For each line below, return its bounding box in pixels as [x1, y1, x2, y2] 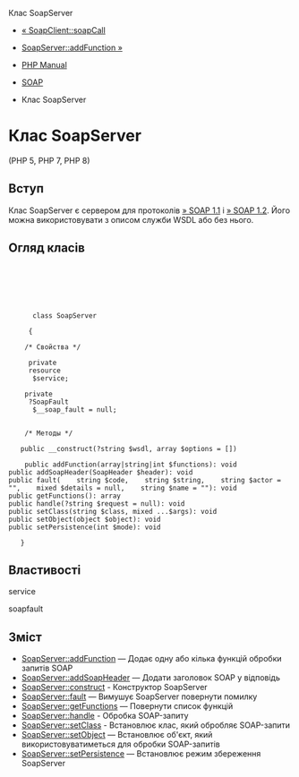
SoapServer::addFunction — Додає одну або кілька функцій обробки [21, 653, 283, 664]
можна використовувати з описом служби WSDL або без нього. [8, 214, 254, 225]
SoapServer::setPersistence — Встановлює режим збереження [21, 748, 261, 759]
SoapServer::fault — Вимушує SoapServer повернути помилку [21, 691, 258, 702]
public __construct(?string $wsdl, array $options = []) [20, 444, 238, 453]
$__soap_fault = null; [31, 405, 117, 414]
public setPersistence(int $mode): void [8, 523, 162, 532]
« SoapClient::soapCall [21, 25, 107, 35]
